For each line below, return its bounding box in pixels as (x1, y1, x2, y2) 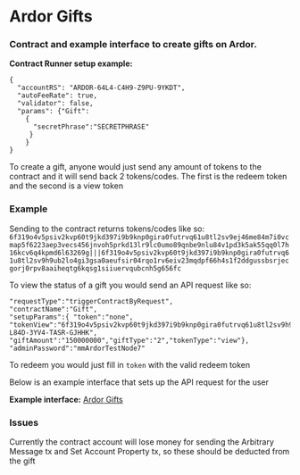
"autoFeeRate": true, (17, 91, 98, 100)
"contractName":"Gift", (9, 304, 98, 313)
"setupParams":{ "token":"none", (9, 312, 134, 321)
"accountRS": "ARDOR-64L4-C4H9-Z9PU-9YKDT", (17, 83, 186, 93)
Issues (9, 416, 39, 429)
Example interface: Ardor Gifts (9, 394, 123, 404)
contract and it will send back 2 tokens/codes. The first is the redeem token (9, 171, 287, 182)
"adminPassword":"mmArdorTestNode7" (9, 344, 146, 353)
